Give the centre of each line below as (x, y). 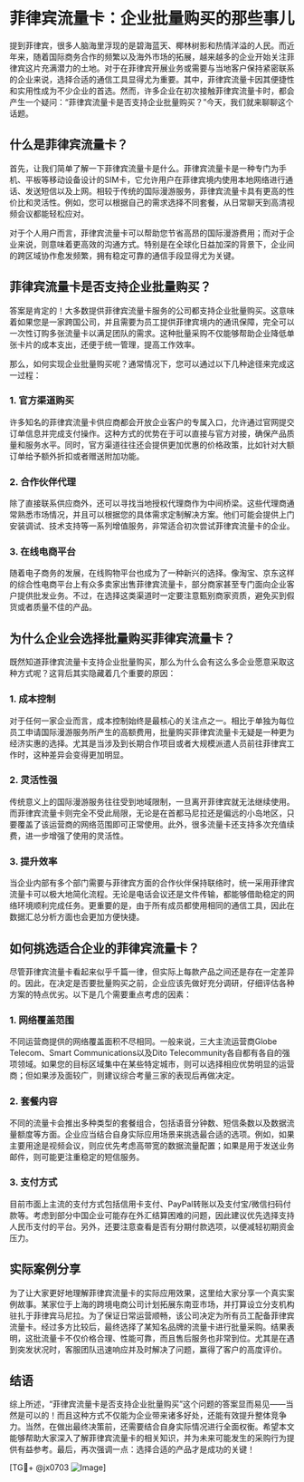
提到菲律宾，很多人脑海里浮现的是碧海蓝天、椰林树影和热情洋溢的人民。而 (148, 45)
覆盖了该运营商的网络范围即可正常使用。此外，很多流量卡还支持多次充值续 (156, 824)
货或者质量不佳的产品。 (53, 607)
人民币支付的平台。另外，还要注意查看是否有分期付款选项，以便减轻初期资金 (152, 1226)
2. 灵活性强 (33, 780)
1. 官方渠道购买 (42, 401)
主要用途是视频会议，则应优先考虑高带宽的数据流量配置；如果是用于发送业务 (152, 1145)
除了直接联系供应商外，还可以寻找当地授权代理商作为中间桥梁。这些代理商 (148, 503)
